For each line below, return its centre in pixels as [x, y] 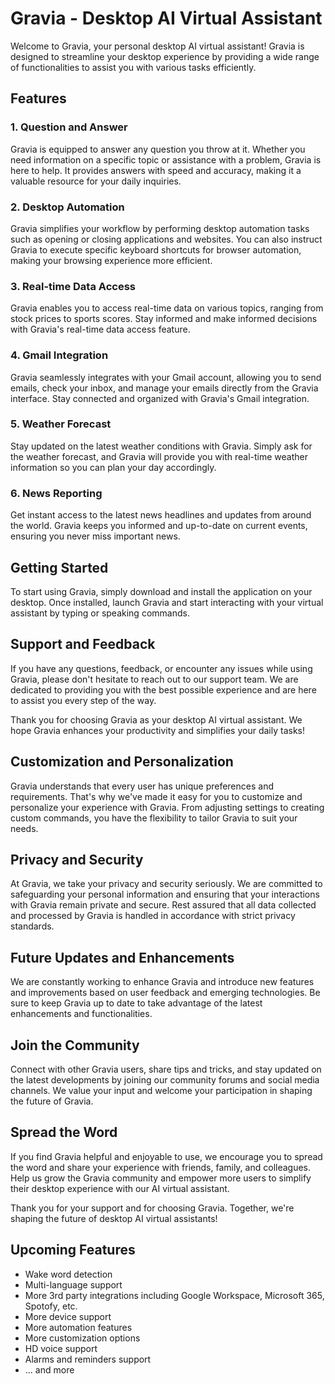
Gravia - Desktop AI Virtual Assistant [166, 18]
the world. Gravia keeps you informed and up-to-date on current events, [159, 526]
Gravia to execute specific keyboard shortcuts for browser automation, [156, 249]
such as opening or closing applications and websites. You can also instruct [166, 239]
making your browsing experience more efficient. [111, 260]
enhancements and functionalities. [81, 1014]
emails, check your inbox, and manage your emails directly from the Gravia [164, 388]
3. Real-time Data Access [73, 286]
